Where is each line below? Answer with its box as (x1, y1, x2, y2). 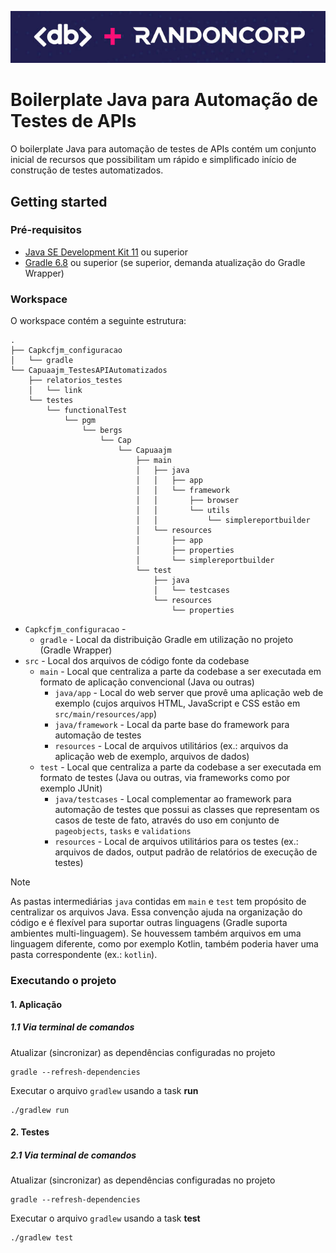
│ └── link (28, 386, 83, 396)
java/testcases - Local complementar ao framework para (54, 793, 292, 805)
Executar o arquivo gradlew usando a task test (10, 1212, 201, 1225)
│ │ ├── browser (135, 496, 240, 506)
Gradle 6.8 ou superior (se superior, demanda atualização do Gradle (24, 256, 306, 268)
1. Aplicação (10, 998, 63, 1010)
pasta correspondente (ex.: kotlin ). (10, 949, 158, 961)
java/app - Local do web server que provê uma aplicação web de (54, 687, 324, 699)
